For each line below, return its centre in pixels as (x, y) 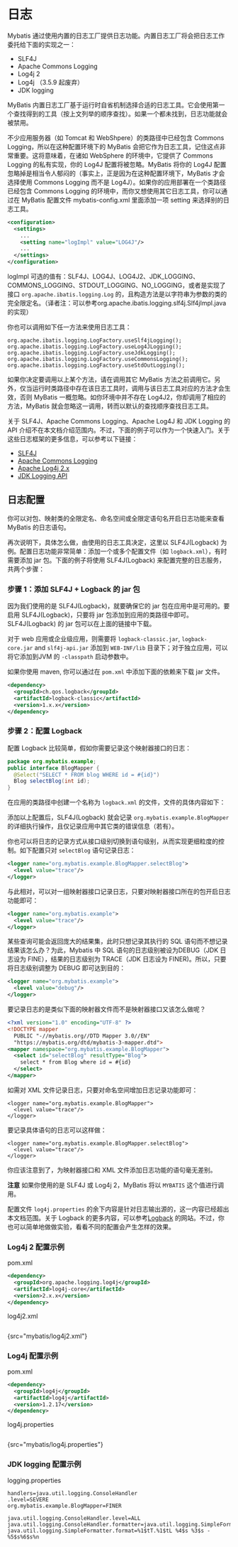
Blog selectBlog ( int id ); (52, 781)
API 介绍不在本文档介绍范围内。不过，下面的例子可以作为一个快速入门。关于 (119, 430)
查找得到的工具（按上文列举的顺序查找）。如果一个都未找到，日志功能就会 (120, 114)
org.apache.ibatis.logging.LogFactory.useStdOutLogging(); (96, 366)
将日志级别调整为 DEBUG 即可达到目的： (67, 968)
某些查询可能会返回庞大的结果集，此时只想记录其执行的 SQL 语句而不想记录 (118, 942)
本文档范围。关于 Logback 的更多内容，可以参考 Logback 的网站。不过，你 (116, 1218)
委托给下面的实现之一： (41, 44)
